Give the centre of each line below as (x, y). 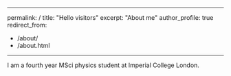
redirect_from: (27, 25)
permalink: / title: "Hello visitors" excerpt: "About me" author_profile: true (110, 17)
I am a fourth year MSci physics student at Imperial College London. (103, 65)
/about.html (33, 46)
